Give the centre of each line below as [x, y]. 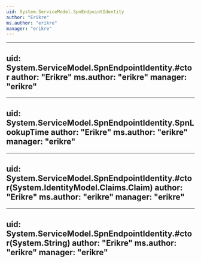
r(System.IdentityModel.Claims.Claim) [80, 188]
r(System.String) [38, 243]
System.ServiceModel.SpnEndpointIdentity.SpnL [100, 123]
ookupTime [28, 132]
